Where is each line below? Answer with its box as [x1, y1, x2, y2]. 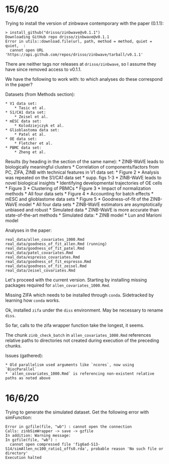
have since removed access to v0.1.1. [5, 66, 82, 72]
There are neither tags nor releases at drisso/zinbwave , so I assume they [5, 61, 156, 67]
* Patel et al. [14, 132, 46, 137]
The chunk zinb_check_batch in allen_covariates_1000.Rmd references [5, 332, 151, 338]
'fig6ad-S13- [73, 442, 100, 447]
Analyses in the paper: [5, 227, 52, 233]
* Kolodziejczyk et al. [14, 123, 65, 128]
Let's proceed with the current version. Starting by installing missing [5, 277, 147, 283]
